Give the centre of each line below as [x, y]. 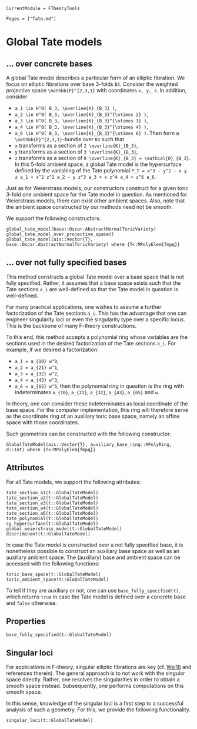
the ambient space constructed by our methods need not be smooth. [90, 207]
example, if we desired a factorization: [52, 349]
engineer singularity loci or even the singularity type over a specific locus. [96, 319]
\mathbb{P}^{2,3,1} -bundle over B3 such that [69, 139]
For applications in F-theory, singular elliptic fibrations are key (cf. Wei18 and [99, 667]
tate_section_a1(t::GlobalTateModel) [52, 492]
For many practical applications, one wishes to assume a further [84, 307]
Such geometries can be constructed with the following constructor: [89, 434]
